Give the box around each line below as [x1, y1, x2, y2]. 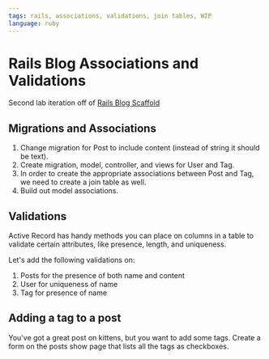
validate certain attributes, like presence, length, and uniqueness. [8, 239, 227, 249]
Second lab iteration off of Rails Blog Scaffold [8, 98, 160, 108]
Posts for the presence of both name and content [19, 271, 185, 281]
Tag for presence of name [19, 288, 108, 298]
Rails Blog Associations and [8, 54, 199, 73]
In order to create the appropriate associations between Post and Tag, [19, 169, 254, 179]
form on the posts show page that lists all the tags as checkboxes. [8, 341, 229, 351]
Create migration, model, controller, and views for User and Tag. [19, 160, 235, 170]
